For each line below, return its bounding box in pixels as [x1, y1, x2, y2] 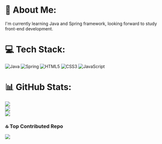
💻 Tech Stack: [5, 44, 66, 55]
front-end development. [5, 25, 53, 31]
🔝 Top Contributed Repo [5, 122, 64, 129]
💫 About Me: [5, 4, 57, 16]
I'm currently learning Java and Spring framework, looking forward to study [5, 21, 158, 26]
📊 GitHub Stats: [5, 82, 72, 93]
